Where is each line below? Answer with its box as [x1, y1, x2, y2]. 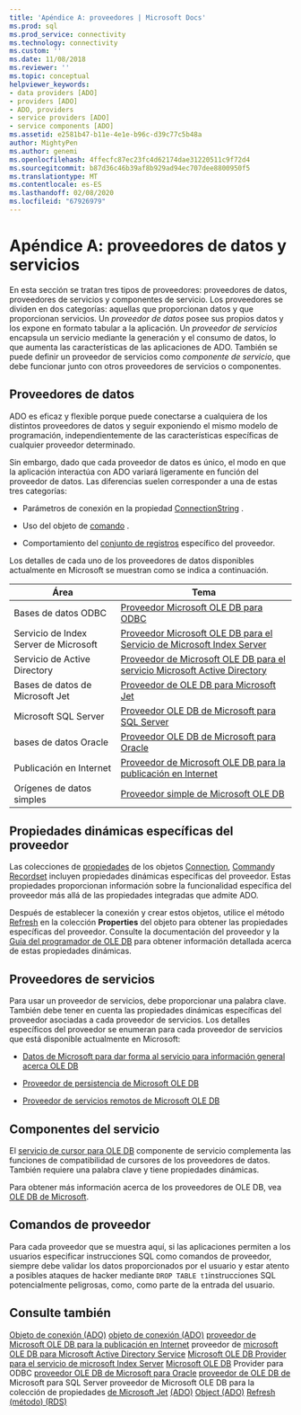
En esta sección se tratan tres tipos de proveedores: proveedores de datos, [9, 284, 288, 295]
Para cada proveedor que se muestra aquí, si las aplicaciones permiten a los [9, 1241, 291, 1251]
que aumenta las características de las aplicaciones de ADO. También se [9, 341, 278, 352]
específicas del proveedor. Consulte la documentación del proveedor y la [9, 926, 279, 937]
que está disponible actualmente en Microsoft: [9, 1034, 181, 1045]
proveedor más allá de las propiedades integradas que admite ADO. [9, 890, 259, 901]
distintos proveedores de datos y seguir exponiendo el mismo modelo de [9, 420, 279, 431]
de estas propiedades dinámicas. [9, 945, 132, 957]
